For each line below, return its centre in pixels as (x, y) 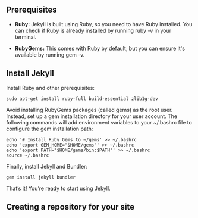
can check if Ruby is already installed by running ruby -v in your (93, 30)
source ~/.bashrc (28, 155)
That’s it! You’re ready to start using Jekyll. (59, 188)
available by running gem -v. (50, 54)
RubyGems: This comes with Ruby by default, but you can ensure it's (100, 48)
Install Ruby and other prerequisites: (51, 88)
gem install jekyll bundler (41, 177)
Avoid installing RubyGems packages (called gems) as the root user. (89, 110)
